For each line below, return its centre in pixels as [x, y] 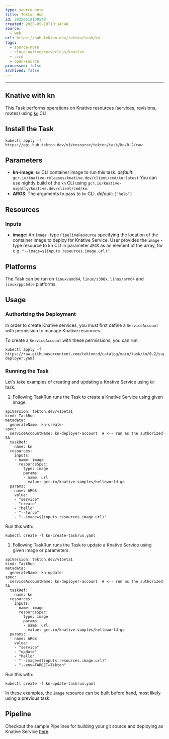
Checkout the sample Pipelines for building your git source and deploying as [84, 726]
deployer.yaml [20, 358]
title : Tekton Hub [24, 15]
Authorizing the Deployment [41, 314]
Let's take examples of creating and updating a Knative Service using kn [80, 382]
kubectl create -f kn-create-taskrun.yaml [50, 535]
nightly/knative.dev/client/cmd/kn [50, 189]
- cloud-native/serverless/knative [47, 52]
